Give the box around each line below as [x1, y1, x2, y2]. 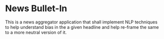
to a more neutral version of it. [5, 29, 67, 35]
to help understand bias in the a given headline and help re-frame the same [5, 24, 159, 30]
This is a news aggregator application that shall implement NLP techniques [5, 19, 158, 25]
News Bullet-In [5, 3, 67, 14]
